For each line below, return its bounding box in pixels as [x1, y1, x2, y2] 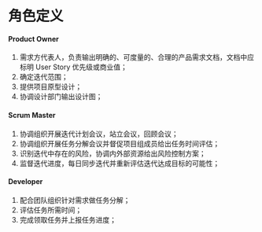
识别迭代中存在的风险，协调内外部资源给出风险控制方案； [19, 149, 206, 158]
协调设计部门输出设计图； [19, 92, 103, 101]
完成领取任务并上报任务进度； [19, 215, 116, 224]
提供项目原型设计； [19, 82, 83, 91]
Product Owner [8, 34, 59, 43]
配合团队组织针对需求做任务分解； [19, 195, 131, 204]
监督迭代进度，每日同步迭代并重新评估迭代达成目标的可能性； [19, 158, 220, 168]
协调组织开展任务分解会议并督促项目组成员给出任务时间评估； [19, 138, 220, 148]
